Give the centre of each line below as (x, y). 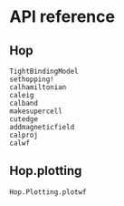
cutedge (24, 119)
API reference (62, 17)
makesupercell (36, 111)
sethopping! (32, 79)
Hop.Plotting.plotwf (48, 192)
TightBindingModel (44, 71)
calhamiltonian (38, 88)
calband (24, 103)
